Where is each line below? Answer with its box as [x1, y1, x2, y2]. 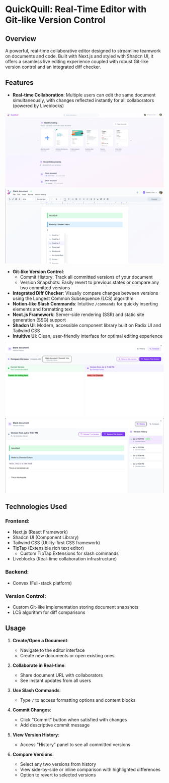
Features [5, 78, 34, 87]
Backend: [5, 568, 29, 576]
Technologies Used [5, 502, 67, 511]
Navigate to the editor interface [20, 647, 85, 653]
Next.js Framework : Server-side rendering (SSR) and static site [12, 311, 145, 318]
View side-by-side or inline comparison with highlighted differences [20, 766, 161, 772]
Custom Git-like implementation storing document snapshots [12, 604, 139, 610]
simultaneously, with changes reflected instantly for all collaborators [12, 97, 154, 103]
